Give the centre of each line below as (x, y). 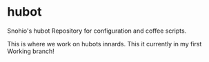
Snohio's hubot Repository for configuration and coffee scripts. (97, 31)
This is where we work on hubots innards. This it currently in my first (104, 44)
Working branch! (31, 51)
